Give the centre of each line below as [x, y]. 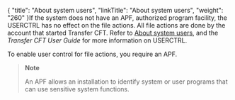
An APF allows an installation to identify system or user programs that [126, 82]
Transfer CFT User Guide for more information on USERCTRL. [97, 40]
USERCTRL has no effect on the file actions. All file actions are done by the [116, 25]
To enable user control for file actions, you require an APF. [92, 54]
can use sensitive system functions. [77, 89]
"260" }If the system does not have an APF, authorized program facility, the [117, 18]
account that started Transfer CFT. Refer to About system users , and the [113, 33]
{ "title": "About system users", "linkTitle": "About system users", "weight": [115, 10]
